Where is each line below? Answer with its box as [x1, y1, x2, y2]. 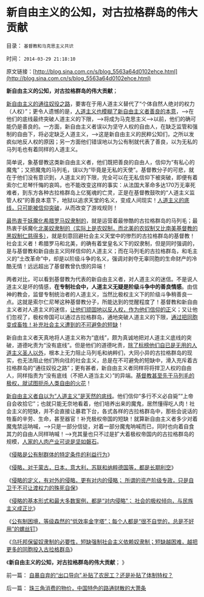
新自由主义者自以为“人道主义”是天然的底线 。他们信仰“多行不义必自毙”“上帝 [6, 392, 194, 400]
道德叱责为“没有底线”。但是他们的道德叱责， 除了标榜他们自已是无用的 [16, 341, 192, 349]
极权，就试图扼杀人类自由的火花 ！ [6, 379, 92, 386]
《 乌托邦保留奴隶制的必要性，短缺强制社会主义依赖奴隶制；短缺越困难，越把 [6, 538, 198, 545]
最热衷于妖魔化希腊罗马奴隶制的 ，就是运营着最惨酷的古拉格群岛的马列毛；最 [6, 217, 198, 224]
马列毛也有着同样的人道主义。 [6, 145, 81, 152]
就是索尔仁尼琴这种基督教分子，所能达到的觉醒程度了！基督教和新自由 [22, 298, 198, 305]
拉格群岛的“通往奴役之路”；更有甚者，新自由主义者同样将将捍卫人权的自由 [6, 364, 192, 371]
